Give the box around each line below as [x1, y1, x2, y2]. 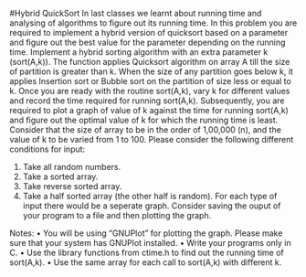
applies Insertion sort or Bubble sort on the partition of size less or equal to [9, 76, 292, 86]
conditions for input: [9, 144, 86, 154]
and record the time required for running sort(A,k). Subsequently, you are [9, 95, 285, 106]
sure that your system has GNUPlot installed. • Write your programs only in [9, 238, 291, 248]
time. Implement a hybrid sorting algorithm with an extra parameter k [9, 47, 269, 58]
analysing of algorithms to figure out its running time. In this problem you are [9, 17, 298, 28]
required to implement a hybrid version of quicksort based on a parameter [9, 27, 289, 37]
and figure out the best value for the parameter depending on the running [9, 37, 286, 48]
